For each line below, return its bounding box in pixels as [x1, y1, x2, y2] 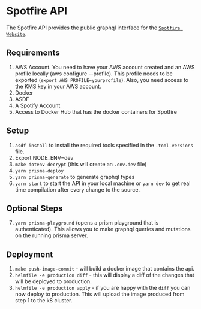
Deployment [6, 249, 53, 259]
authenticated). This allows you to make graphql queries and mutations [14, 226, 191, 233]
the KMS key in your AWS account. [14, 83, 101, 90]
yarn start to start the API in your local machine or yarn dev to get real [14, 180, 191, 187]
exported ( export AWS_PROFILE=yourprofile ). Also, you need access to [14, 76, 189, 83]
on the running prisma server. [14, 232, 88, 239]
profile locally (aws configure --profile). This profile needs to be [14, 70, 173, 77]
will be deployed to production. [14, 278, 92, 285]
